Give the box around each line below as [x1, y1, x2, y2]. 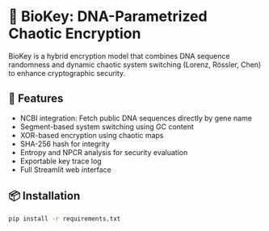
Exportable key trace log [19, 156, 103, 166]
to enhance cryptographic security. [8, 68, 126, 78]
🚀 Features [8, 92, 64, 106]
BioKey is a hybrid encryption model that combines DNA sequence [8, 51, 230, 61]
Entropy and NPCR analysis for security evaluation [19, 147, 188, 157]
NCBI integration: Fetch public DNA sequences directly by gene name [19, 113, 253, 123]
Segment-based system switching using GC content [19, 121, 194, 132]
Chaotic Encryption [8, 24, 141, 43]
